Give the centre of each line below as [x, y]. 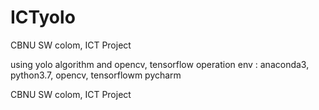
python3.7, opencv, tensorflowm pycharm [96, 75]
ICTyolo [43, 17]
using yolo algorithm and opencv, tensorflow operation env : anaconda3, [160, 64]
